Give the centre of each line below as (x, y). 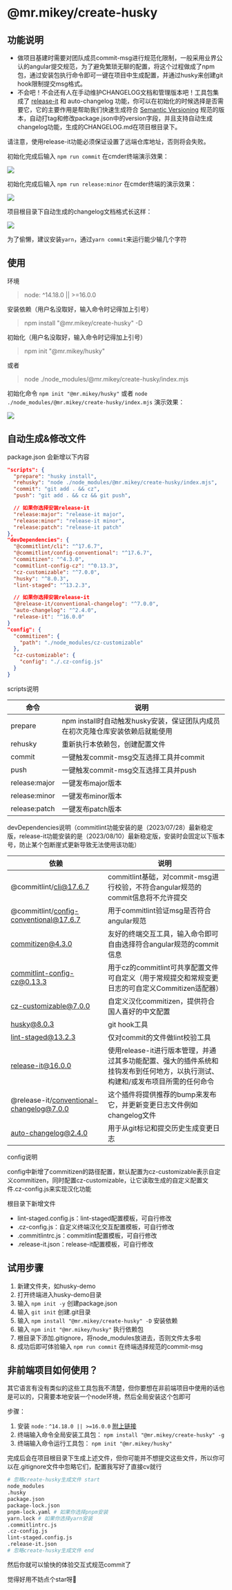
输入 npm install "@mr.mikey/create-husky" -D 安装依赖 (97, 1321)
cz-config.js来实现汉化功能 (53, 1189)
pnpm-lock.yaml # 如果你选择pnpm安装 (58, 1512)
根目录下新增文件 (31, 1203)
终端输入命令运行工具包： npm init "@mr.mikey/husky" (95, 1444)
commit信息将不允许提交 (148, 898)
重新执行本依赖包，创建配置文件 (114, 744)
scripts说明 (23, 688)
